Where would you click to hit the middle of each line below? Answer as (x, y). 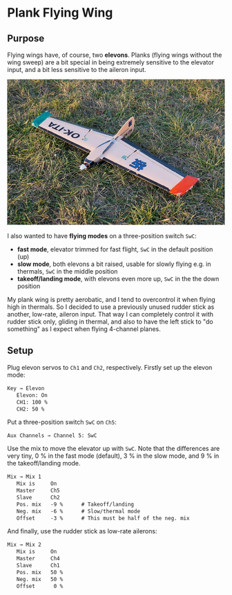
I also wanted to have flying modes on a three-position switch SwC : (102, 236)
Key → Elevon (26, 388)
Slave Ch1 (38, 565)
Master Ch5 (38, 490)
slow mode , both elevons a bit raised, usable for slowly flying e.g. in (114, 264)
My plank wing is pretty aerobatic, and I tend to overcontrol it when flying (111, 299)
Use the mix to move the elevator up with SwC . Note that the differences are (114, 448)
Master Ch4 (38, 558)
